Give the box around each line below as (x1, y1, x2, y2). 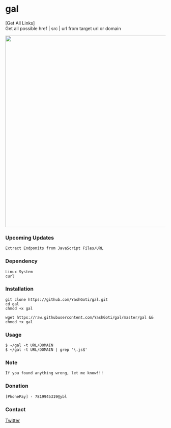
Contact (5, 406, 26, 413)
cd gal (5, 301, 19, 306)
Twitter (5, 417, 20, 424)
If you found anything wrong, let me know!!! (5, 371, 103, 376)
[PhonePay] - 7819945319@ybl (5, 394, 67, 399)
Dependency (5, 257, 38, 265)
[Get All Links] (5, 20, 35, 26)
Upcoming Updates (5, 234, 54, 241)
